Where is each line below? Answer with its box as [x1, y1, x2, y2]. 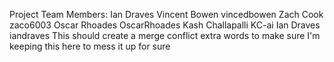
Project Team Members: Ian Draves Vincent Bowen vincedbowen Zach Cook [9, 9, 324, 20]
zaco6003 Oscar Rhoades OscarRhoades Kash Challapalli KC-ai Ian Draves [9, 19, 321, 31]
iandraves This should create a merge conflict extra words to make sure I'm [9, 30, 321, 41]
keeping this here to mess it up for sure [9, 40, 171, 52]
